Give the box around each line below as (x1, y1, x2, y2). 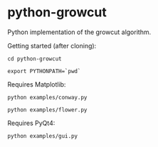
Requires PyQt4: (7, 119, 56, 127)
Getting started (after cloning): (7, 41, 97, 50)
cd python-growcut (7, 55, 62, 62)
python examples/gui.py (7, 132, 78, 139)
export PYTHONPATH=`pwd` (7, 67, 81, 75)
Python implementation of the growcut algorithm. (7, 28, 152, 36)
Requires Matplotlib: (7, 80, 66, 89)
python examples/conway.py (7, 94, 88, 101)
